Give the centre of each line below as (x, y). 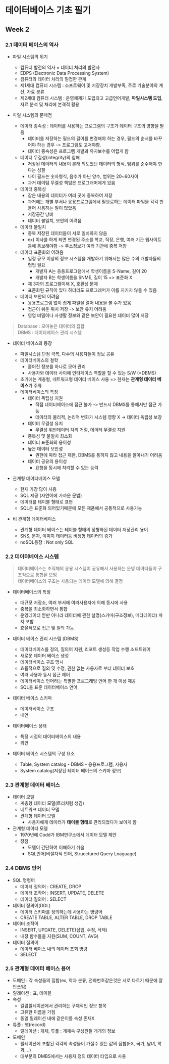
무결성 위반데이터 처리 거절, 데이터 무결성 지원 (80, 430)
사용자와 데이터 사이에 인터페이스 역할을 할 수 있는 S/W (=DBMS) (92, 373)
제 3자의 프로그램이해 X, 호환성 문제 (63, 284)
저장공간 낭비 (41, 214)
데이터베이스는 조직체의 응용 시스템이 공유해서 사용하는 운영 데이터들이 (87, 569)
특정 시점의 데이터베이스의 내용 (50, 736)
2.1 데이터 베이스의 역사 (32, 44)
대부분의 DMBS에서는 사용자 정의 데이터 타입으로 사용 (73, 1056)
